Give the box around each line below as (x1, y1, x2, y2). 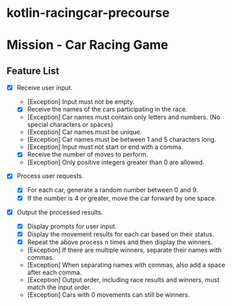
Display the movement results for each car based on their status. (27, 229, 214, 238)
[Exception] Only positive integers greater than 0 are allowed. (27, 158, 205, 166)
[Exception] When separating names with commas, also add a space (27, 260, 226, 269)
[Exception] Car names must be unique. (27, 128, 142, 136)
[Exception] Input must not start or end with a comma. (27, 142, 184, 152)
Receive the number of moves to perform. (27, 150, 149, 159)
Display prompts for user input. (27, 222, 117, 230)
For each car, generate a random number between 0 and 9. (27, 186, 198, 194)
